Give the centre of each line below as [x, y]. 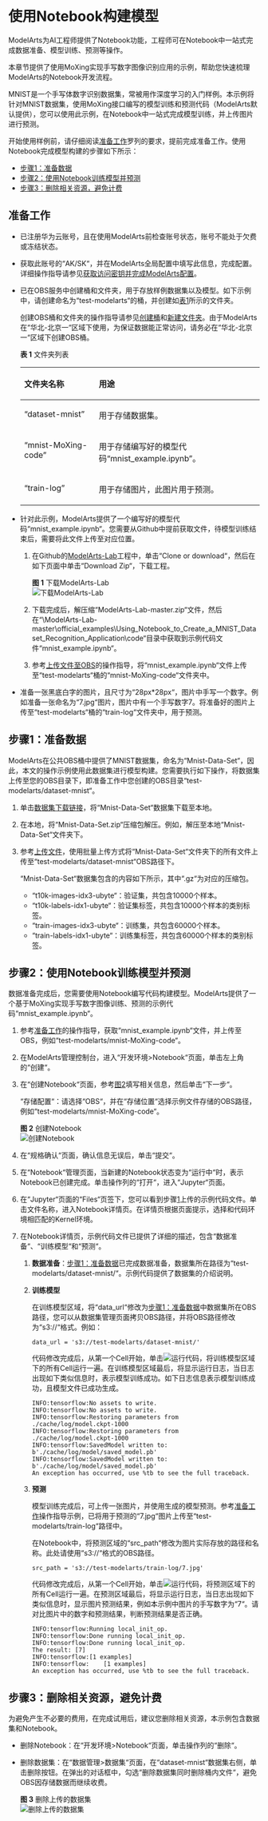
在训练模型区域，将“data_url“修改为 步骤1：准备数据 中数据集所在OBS [144, 1307]
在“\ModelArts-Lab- [65, 620]
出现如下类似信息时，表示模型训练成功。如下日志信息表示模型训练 [140, 1378]
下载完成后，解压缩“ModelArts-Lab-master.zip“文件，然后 [127, 609]
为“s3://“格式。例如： [67, 1327]
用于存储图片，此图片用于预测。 [159, 489]
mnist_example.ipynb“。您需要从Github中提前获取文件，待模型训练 [140, 528]
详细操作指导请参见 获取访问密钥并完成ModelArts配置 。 [110, 273]
